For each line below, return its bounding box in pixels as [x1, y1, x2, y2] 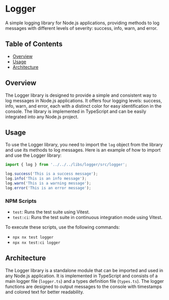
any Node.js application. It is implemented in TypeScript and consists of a [5, 273, 158, 279]
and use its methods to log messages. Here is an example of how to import [5, 147, 161, 153]
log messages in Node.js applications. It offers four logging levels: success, [5, 97, 162, 104]
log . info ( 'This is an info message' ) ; [5, 176, 87, 181]
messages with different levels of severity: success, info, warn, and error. [5, 25, 158, 31]
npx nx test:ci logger [12, 240, 61, 245]
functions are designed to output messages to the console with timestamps [5, 283, 162, 289]
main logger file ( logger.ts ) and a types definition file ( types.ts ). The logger [5, 278, 164, 284]
